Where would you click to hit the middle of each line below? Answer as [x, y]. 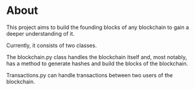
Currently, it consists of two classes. [51, 45]
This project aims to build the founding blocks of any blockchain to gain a [98, 27]
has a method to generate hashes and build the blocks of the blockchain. [97, 63]
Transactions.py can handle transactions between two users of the [90, 75]
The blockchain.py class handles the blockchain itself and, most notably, [97, 57]
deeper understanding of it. [40, 33]
